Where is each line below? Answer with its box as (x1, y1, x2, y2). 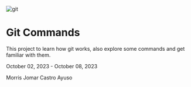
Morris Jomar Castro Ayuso (6, 74, 73, 81)
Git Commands (6, 26, 80, 39)
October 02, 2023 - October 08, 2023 (6, 62, 98, 69)
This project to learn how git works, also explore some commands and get (6, 45, 185, 52)
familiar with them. (6, 51, 51, 58)
